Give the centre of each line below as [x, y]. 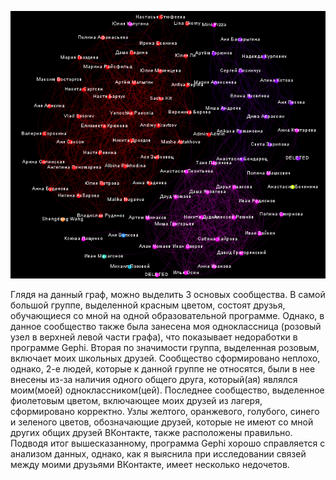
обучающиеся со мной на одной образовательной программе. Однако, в [167, 316]
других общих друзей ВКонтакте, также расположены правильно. [151, 433]
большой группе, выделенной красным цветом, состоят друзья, [148, 305]
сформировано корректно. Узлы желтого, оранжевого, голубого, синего [165, 412]
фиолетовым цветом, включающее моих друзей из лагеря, [136, 401]
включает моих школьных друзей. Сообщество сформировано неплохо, [165, 358]
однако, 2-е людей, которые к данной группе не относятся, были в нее [163, 369]
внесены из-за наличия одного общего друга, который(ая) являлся [154, 380]
